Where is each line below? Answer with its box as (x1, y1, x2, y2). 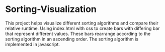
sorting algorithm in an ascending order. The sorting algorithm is (5, 36, 139, 42)
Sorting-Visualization (5, 3, 97, 15)
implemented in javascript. (5, 41, 60, 47)
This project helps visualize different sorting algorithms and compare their (5, 20, 158, 26)
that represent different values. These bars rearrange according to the (5, 30, 151, 36)
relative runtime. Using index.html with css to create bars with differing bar (5, 25, 160, 31)
